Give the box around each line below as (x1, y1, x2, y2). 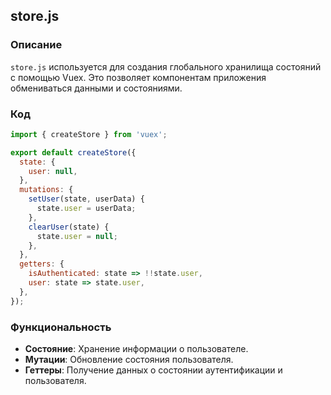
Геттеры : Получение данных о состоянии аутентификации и (24, 364, 283, 376)
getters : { (19, 259, 65, 269)
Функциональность (10, 320, 112, 334)
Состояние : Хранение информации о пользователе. (24, 343, 249, 355)
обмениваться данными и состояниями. (10, 82, 183, 94)
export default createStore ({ (10, 147, 137, 158)
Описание (10, 38, 63, 52)
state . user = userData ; (36, 204, 137, 214)
